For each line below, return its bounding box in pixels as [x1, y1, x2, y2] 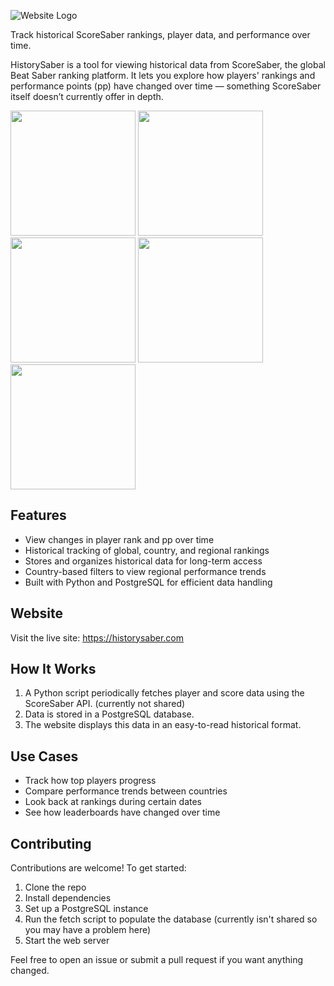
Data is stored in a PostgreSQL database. [24, 708, 195, 720]
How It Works [10, 661, 97, 678]
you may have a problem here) [24, 924, 152, 936]
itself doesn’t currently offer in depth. [10, 91, 164, 102]
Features [10, 507, 67, 524]
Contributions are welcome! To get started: [10, 862, 187, 874]
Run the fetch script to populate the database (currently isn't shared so [24, 913, 318, 925]
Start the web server [24, 935, 110, 947]
